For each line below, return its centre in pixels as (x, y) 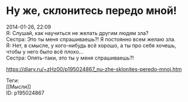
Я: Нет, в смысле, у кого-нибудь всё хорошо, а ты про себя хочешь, (91, 45)
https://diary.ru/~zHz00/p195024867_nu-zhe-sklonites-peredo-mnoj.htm (94, 69)
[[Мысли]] (18, 86)
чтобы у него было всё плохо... (45, 51)
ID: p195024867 (25, 93)
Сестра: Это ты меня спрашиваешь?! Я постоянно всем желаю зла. (91, 39)
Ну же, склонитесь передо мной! (91, 11)
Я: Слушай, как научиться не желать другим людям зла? (77, 33)
